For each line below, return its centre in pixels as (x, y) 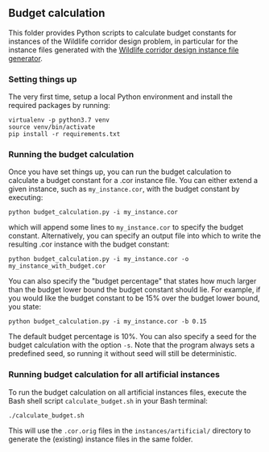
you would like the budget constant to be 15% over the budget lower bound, (134, 298)
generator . (25, 58)
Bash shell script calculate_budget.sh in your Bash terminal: (108, 400)
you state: (25, 307)
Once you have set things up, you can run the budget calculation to (120, 172)
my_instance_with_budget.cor (57, 266)
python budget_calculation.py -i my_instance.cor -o (99, 259)
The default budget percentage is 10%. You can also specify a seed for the (132, 337)
